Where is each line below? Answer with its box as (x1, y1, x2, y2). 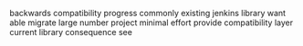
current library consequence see (9, 27, 132, 37)
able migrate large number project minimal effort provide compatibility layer (9, 17, 294, 28)
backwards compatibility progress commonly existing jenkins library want (9, 8, 286, 18)
